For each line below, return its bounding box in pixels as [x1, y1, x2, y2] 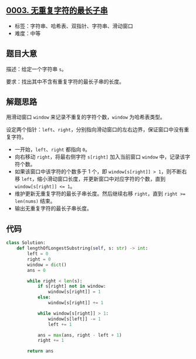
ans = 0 [27, 267, 46, 273]
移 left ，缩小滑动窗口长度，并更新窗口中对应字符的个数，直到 [14, 176, 166, 183]
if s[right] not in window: [37, 284, 107, 289]
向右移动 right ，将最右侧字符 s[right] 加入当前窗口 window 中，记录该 [14, 153, 185, 160]
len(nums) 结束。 [14, 197, 56, 205]
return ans [27, 348, 54, 354]
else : [37, 294, 51, 301]
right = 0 [27, 256, 51, 262]
